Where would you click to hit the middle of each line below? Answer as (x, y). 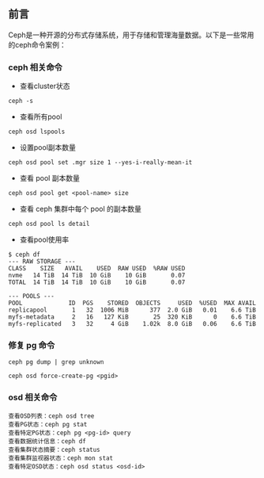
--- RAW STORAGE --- (42, 262)
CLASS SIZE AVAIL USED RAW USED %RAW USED (97, 269)
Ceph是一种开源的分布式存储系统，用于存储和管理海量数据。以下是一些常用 (131, 35)
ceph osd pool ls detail (49, 224)
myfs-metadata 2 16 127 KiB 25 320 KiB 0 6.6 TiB (132, 317)
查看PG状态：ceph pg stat (48, 424)
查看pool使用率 (44, 239)
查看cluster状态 (45, 86)
